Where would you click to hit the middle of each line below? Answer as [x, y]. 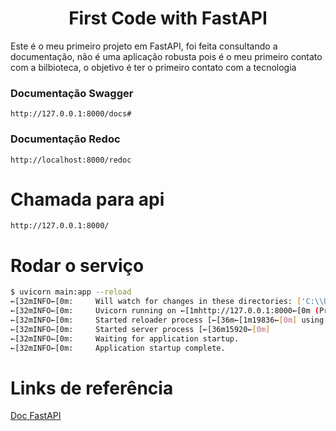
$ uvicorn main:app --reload [71, 292]
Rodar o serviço [77, 265]
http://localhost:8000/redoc [71, 160]
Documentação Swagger [72, 93]
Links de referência [92, 388]
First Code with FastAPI [168, 18]
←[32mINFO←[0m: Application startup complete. [118, 348]
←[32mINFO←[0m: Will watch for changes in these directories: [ [156, 302]
